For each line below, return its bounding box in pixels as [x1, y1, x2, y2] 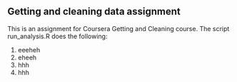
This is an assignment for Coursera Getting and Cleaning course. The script [7, 24, 230, 33]
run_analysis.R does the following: [7, 32, 108, 40]
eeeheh [17, 45, 41, 54]
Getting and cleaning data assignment [7, 6, 181, 18]
